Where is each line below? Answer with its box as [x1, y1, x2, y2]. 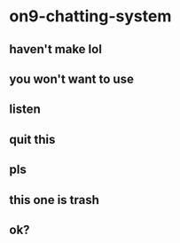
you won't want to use [9, 71, 135, 86]
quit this [9, 131, 56, 147]
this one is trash [9, 192, 100, 208]
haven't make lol [9, 42, 102, 57]
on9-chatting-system [9, 6, 172, 27]
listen [9, 102, 42, 117]
